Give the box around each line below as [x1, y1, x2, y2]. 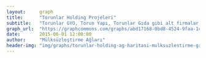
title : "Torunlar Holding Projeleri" [6, 14, 116, 21]
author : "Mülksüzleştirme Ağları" [6, 37, 105, 43]
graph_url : [6, 25, 34, 32]
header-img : [6, 43, 37, 49]
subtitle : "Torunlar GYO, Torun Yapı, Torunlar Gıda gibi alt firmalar [6, 20, 199, 26]
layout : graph [6, 8, 53, 15]
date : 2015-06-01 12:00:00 [6, 31, 92, 37]
